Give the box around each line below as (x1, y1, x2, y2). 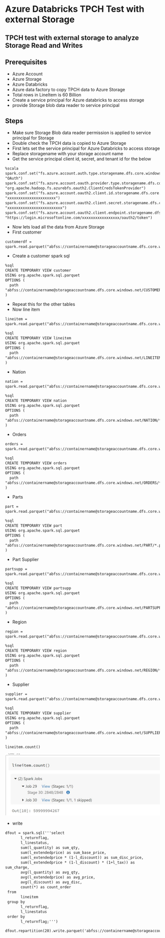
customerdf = (5, 239, 32, 244)
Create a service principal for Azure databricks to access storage (12, 97, 145, 103)
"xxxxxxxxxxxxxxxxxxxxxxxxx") (5, 205, 67, 210)
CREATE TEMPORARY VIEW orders (5, 461, 67, 466)
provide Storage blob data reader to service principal (12, 102, 120, 108)
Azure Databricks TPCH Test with (5, 3, 145, 15)
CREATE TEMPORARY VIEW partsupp (5, 586, 71, 591)
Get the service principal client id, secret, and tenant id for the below (12, 156, 151, 162)
